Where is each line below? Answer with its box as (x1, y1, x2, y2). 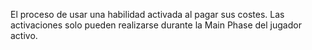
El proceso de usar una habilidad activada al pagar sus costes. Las (10, 9, 285, 20)
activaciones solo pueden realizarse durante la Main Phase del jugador (10, 19, 302, 31)
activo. (10, 30, 38, 41)
